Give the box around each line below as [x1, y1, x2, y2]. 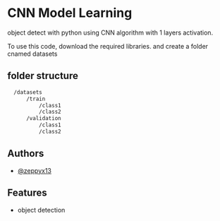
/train [25, 95, 46, 102]
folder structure [7, 70, 79, 82]
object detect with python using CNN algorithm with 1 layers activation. [7, 28, 214, 37]
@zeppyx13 [17, 166, 51, 174]
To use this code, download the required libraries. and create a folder [7, 42, 209, 50]
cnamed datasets [7, 49, 58, 58]
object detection [17, 205, 66, 214]
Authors [7, 148, 44, 160]
